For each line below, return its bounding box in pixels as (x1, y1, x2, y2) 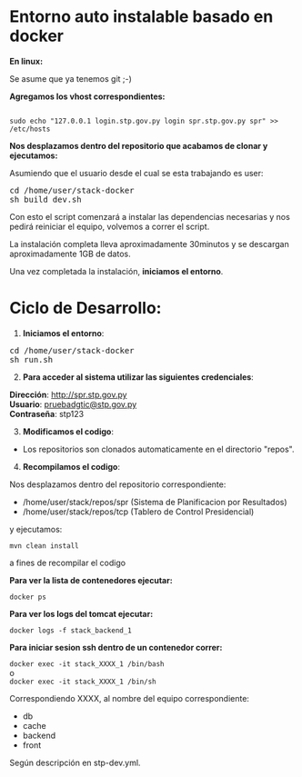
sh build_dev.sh (9, 194, 82, 204)
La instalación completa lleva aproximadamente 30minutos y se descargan (9, 238, 289, 249)
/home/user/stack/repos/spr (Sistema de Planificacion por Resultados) (22, 496, 288, 507)
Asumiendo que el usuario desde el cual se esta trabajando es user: (9, 167, 264, 178)
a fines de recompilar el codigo (9, 557, 126, 568)
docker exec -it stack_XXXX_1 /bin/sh (9, 677, 156, 686)
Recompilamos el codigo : (22, 461, 121, 472)
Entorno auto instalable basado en (9, 6, 274, 27)
